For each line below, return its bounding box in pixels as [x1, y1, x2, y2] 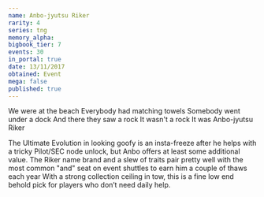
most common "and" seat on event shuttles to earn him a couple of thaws [8, 163, 247, 173]
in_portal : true [8, 56, 61, 64]
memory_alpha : [8, 33, 55, 42]
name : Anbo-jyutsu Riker [8, 11, 90, 20]
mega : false [8, 77, 47, 85]
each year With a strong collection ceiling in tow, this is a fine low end [8, 172, 234, 181]
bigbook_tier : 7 [8, 41, 61, 49]
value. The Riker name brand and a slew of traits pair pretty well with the [8, 155, 244, 165]
